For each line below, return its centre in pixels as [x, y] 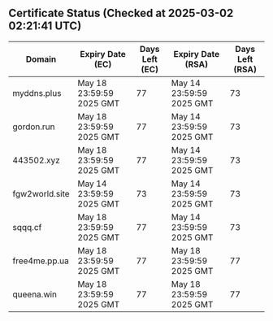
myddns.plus [37, 93]
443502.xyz [37, 160]
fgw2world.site [41, 193]
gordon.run [34, 127]
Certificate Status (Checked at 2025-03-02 [121, 13]
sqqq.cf [27, 227]
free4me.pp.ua [41, 261]
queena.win [35, 294]
